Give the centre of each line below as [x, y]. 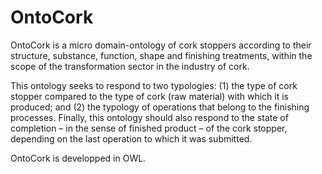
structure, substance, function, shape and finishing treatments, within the [161, 55]
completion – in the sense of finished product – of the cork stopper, [149, 128]
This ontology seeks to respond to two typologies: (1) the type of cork [154, 85]
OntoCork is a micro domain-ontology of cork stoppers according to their [161, 45]
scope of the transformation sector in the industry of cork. [130, 66]
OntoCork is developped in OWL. [78, 158]
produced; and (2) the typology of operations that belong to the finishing [160, 107]
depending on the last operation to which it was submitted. [131, 138]
